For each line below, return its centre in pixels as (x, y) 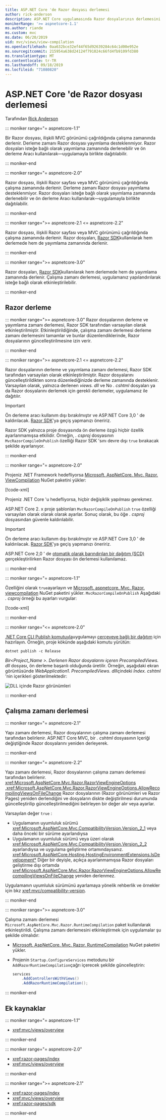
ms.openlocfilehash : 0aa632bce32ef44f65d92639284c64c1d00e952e (72, 47)
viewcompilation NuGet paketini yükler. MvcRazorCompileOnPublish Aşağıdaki (83, 593)
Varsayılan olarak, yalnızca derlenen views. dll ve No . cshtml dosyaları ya (80, 385)
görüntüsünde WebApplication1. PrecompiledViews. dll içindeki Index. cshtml (83, 671)
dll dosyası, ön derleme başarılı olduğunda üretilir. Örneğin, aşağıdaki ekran (82, 665)
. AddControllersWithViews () (50, 979)
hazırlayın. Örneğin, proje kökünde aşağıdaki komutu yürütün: (68, 642)
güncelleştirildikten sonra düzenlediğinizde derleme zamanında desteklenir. (82, 380)
